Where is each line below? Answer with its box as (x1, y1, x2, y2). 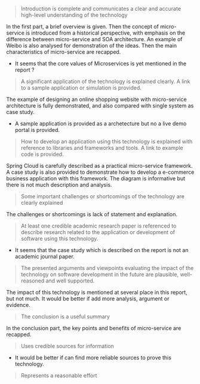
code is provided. (20, 150, 64, 158)
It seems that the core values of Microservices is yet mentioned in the (14, 60, 187, 67)
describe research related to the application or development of (20, 229, 176, 235)
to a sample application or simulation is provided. (20, 84, 142, 91)
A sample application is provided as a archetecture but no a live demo (14, 120, 187, 127)
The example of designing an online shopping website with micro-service (6, 96, 187, 103)
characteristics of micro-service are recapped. (6, 48, 121, 56)
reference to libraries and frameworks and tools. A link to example (20, 145, 183, 151)
